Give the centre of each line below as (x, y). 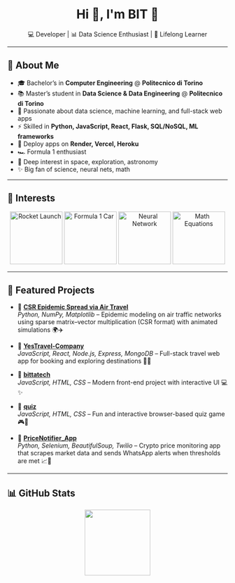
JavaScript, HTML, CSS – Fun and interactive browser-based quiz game (121, 414)
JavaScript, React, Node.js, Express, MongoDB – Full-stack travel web (119, 354)
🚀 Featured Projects (51, 290)
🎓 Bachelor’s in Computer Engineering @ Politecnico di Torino (110, 83)
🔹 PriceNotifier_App (47, 438)
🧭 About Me (33, 66)
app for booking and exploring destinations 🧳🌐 (84, 361)
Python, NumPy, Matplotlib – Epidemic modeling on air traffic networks (119, 314)
